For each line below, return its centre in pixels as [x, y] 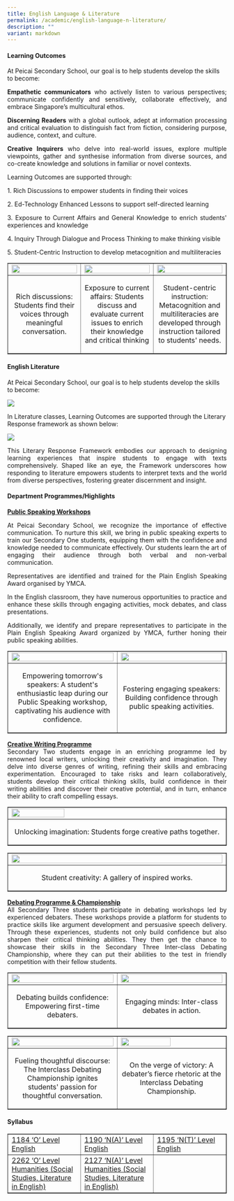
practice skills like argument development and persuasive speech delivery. [117, 924]
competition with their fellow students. [62, 961]
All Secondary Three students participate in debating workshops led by [117, 909]
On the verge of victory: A [171, 1065]
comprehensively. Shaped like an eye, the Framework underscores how [117, 465]
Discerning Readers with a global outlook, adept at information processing [117, 120]
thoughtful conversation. [63, 1095]
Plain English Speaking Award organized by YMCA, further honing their [117, 633]
